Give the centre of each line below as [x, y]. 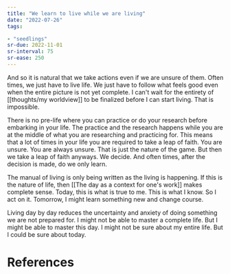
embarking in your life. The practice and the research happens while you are [115, 127]
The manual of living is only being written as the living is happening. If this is [115, 177]
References [41, 263]
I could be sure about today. [47, 234]
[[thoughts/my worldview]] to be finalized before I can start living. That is [111, 99]
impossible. [23, 107]
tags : [15, 26]
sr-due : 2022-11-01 [35, 45]
